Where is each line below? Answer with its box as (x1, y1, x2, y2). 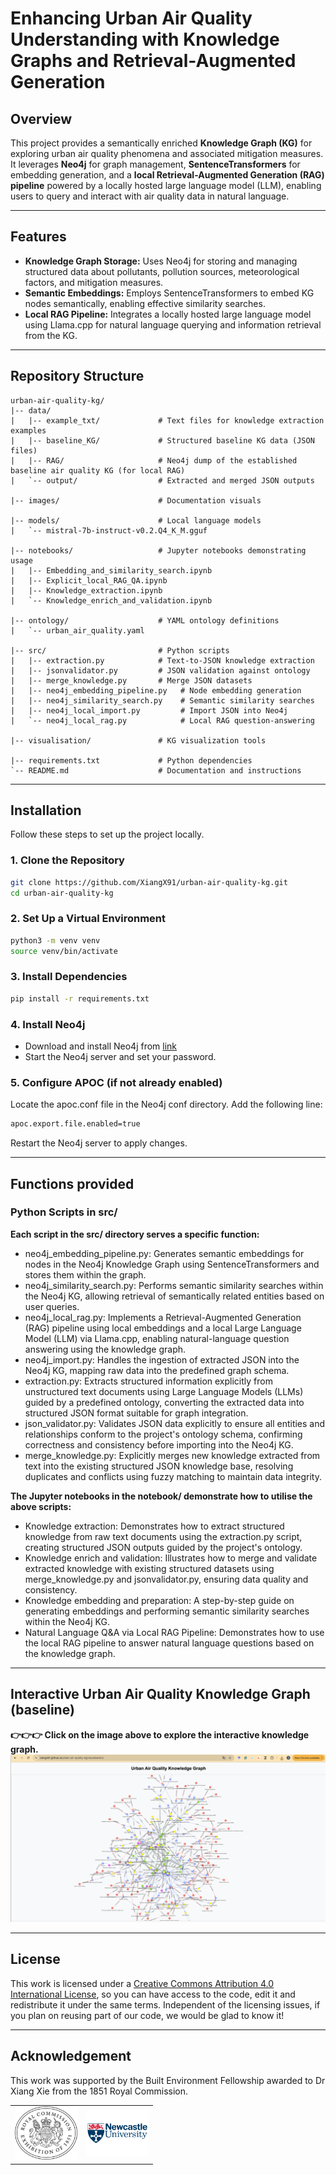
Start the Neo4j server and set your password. (24, 1051, 217, 1062)
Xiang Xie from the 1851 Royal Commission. (10, 2085, 189, 2097)
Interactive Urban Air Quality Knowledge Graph (10, 1686, 311, 1703)
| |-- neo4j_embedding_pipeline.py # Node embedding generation (10, 685, 302, 696)
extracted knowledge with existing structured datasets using (24, 1562, 275, 1574)
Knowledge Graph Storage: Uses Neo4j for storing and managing (24, 255, 298, 267)
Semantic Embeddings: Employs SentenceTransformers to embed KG (24, 287, 315, 299)
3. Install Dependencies (10, 970, 128, 984)
